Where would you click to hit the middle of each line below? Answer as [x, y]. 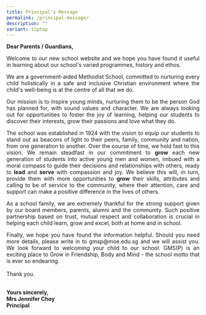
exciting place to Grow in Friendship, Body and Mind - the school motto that [103, 254]
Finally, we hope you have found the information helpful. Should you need [103, 235]
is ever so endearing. [33, 261]
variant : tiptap [27, 29]
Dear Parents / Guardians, [40, 47]
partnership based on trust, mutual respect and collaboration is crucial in [103, 217]
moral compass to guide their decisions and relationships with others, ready [103, 165]
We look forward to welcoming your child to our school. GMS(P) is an [103, 248]
